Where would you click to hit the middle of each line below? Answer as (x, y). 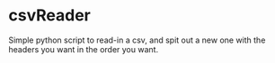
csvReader (50, 16)
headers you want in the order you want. (84, 49)
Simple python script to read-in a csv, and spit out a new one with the (137, 40)
